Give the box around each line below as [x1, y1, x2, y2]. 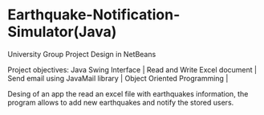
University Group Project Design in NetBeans [7, 49, 156, 59]
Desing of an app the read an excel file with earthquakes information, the [7, 88, 249, 98]
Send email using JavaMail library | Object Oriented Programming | [7, 73, 229, 83]
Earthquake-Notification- [7, 6, 181, 24]
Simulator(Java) [7, 23, 117, 41]
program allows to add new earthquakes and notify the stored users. [7, 97, 234, 107]
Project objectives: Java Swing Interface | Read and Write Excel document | [7, 64, 258, 74]
